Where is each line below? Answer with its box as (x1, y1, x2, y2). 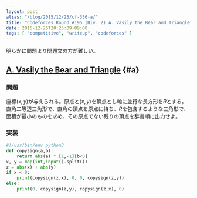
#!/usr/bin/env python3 (6, 142, 64, 149)
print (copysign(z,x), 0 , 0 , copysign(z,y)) (16, 175, 125, 181)
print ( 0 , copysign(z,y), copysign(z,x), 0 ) (16, 186, 125, 192)
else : (6, 180, 19, 187)
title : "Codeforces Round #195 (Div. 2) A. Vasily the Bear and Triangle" (6, 19, 193, 25)
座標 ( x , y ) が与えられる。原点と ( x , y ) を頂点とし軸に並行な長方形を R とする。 (6, 98, 187, 105)
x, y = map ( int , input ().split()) (6, 159, 88, 165)
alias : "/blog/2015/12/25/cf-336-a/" (6, 14, 98, 20)
